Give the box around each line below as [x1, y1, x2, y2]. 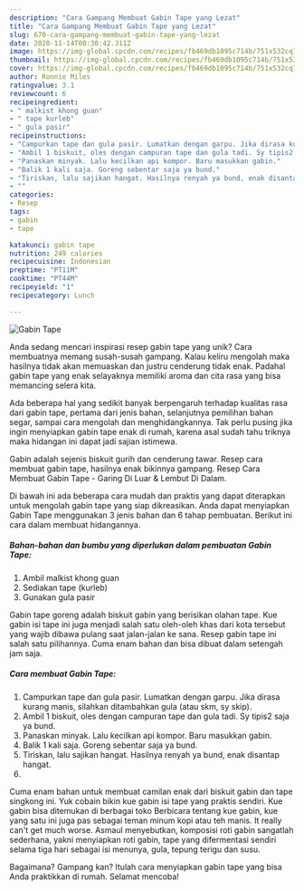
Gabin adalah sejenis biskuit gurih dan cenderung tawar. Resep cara [9, 453, 263, 464]
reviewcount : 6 [9, 89, 67, 98]
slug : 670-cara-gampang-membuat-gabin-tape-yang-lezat [9, 30, 221, 39]
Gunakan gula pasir [22, 591, 96, 603]
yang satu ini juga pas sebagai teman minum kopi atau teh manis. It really [9, 815, 282, 826]
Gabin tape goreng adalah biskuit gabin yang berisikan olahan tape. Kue [9, 609, 278, 620]
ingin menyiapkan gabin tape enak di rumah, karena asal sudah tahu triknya [9, 426, 291, 437]
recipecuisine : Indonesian [9, 257, 111, 266]
